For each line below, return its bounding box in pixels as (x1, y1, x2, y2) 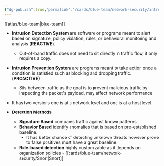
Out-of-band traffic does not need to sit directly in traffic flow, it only (19, 50, 158, 56)
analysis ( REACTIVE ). (11, 40, 56, 47)
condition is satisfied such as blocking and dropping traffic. (11, 70, 132, 76)
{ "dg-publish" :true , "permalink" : (4, 7, 73, 12)
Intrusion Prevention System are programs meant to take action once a (11, 65, 157, 71)
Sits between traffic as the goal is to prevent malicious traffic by (19, 84, 148, 91)
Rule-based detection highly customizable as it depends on (19, 144, 141, 150)
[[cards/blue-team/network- (65, 150, 122, 156)
